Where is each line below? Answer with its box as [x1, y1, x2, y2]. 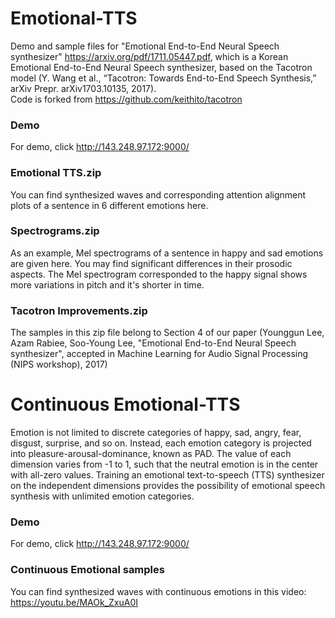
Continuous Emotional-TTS [10, 393, 241, 416]
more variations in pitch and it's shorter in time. [10, 278, 205, 291]
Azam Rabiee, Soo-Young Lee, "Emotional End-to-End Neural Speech [10, 337, 297, 349]
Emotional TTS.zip [10, 166, 102, 180]
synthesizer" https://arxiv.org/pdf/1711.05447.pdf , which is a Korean [10, 50, 289, 62]
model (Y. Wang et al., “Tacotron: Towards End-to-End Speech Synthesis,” [10, 72, 317, 84]
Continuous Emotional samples [10, 563, 165, 577]
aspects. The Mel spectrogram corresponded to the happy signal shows [10, 268, 308, 280]
